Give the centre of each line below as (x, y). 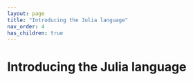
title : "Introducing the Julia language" (68, 20)
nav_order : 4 (26, 26)
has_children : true (35, 33)
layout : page (26, 13)
